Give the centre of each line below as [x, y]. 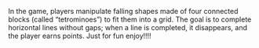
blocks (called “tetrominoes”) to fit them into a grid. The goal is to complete [130, 19]
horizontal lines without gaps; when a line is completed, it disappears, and [128, 27]
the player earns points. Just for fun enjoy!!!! [80, 36]
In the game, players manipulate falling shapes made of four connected [123, 11]
